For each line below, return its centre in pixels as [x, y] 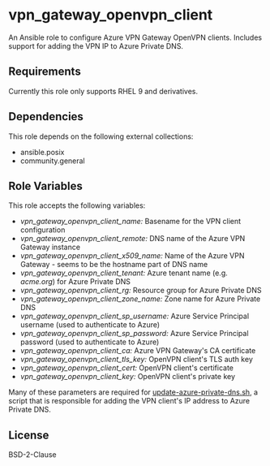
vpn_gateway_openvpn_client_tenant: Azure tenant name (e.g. [124, 273]
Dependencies [46, 116]
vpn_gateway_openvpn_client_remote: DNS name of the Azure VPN [133, 239]
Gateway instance [50, 247]
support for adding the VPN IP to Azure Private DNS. [96, 45]
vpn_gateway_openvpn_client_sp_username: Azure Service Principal [135, 316]
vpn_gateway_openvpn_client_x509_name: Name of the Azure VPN [132, 256]
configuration [43, 230]
